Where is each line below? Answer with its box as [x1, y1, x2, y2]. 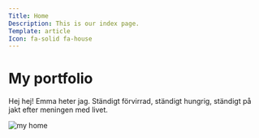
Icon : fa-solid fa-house [8, 34, 93, 43]
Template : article [8, 27, 71, 35]
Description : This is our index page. [8, 19, 140, 28]
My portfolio [8, 70, 93, 88]
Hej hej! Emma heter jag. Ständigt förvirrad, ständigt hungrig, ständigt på [8, 97, 252, 106]
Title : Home [8, 11, 49, 20]
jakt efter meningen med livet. [8, 105, 108, 114]
